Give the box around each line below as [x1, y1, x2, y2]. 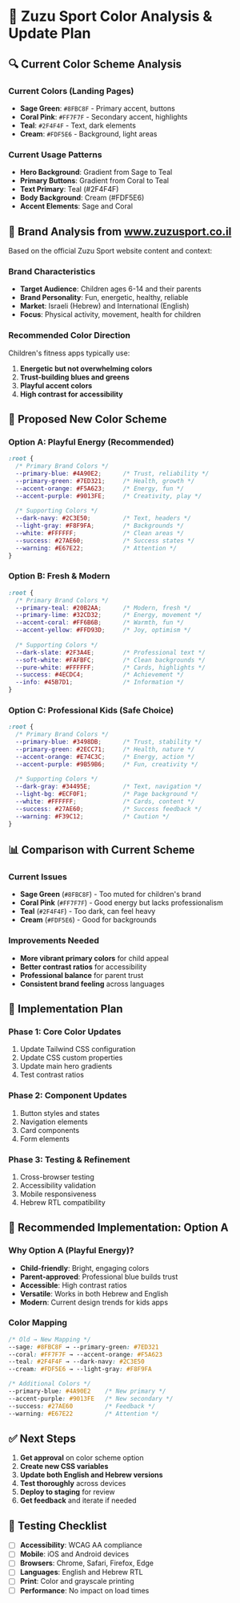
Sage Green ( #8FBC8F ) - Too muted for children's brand [19, 890, 202, 899]
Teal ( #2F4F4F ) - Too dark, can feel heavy [19, 907, 156, 916]
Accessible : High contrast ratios [19, 1280, 127, 1290]
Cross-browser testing [19, 1171, 94, 1182]
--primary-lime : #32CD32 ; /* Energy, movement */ [15, 611, 202, 619]
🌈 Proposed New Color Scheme [8, 412, 167, 426]
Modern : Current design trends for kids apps [19, 1297, 169, 1307]
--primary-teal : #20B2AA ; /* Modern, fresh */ [15, 603, 192, 612]
